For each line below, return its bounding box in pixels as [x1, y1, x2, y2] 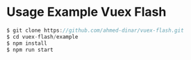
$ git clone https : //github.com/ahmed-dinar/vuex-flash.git [6, 27, 185, 34]
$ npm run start [6, 46, 53, 53]
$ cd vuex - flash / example [6, 33, 78, 40]
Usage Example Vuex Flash [6, 4, 167, 20]
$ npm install [6, 39, 48, 47]
